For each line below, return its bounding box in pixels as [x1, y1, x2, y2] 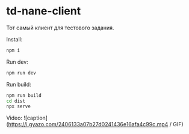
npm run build [6, 92, 42, 99]
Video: [6, 114, 23, 121]
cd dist [6, 98, 26, 104]
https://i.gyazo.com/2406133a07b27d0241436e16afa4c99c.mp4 [8, 121, 169, 128]
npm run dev [6, 70, 36, 76]
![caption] [23, 114, 48, 121]
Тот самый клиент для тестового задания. [6, 24, 114, 31]
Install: [6, 35, 23, 43]
